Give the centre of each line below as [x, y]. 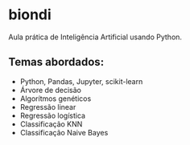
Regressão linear [48, 107]
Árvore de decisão [51, 90]
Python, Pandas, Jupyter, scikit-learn [81, 81]
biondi [30, 15]
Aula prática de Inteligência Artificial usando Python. [95, 37]
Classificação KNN [51, 124]
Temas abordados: [56, 62]
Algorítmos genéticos [56, 99]
